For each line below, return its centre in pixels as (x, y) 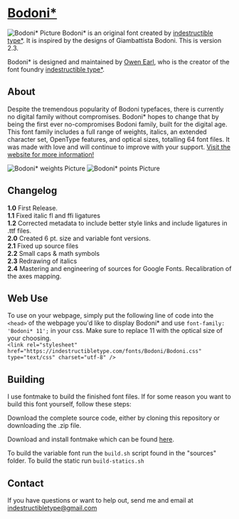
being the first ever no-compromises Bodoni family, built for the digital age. (117, 124)
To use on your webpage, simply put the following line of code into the (111, 316)
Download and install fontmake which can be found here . (91, 439)
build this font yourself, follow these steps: (69, 404)
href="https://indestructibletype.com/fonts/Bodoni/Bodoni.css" (105, 351)
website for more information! (51, 154)
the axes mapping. (34, 276)
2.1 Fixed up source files (43, 246)
